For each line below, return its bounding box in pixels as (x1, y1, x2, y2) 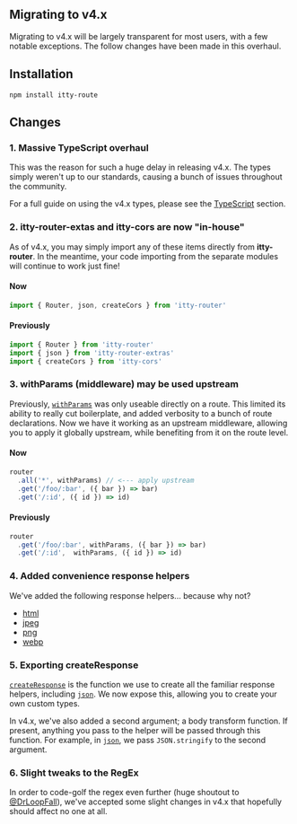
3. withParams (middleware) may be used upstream (9, 378, 240, 390)
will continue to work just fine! (9, 260, 120, 271)
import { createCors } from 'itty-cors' (9, 356, 163, 366)
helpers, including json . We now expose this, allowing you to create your (9, 688, 278, 699)
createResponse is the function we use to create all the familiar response (9, 679, 275, 689)
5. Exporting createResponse (9, 659, 139, 671)
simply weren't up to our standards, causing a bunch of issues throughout (9, 171, 283, 182)
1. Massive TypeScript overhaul (9, 141, 150, 153)
